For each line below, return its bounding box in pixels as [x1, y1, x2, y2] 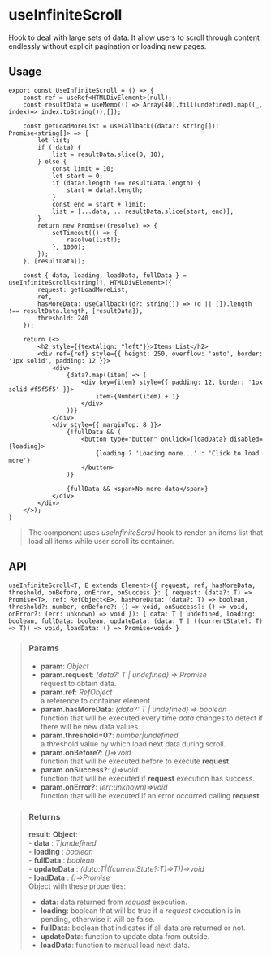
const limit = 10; [51, 164, 114, 172]
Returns [28, 811, 61, 822]
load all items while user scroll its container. [28, 536, 174, 546]
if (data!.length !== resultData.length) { [51, 179, 201, 187]
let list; [37, 136, 71, 144]
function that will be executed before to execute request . [40, 756, 231, 766]
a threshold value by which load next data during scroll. [40, 738, 226, 749]
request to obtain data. [40, 678, 117, 688]
